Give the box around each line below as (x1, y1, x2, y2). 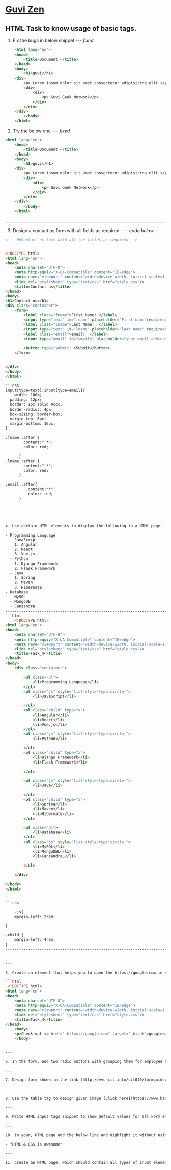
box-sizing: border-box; (10, 412, 63, 417)
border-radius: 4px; (10, 406, 53, 412)
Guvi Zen (5, 4, 45, 15)
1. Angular (14, 542, 38, 547)
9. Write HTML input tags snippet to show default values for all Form (5, 1114, 160, 1119)
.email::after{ (5, 482, 38, 487)
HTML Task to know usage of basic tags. (5, 24, 137, 33)
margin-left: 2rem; (14, 914, 56, 919)
